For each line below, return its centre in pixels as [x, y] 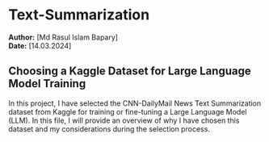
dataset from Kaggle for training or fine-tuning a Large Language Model [128, 111]
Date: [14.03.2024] [40, 45]
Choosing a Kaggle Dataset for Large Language [130, 71]
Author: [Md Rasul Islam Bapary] [63, 37]
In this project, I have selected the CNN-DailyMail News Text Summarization [135, 103]
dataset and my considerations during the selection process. [109, 129]
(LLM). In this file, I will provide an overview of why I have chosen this [124, 120]
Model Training [47, 84]
